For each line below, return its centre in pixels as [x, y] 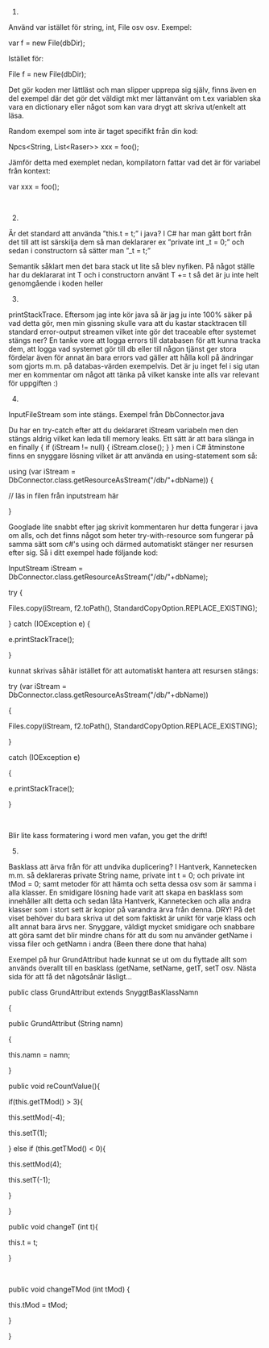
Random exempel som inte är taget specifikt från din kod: [103, 131]
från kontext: [29, 171]
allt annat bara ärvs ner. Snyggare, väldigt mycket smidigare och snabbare [132, 926]
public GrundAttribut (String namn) [66, 1023]
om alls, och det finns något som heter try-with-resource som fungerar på [131, 535]
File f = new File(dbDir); [48, 74]
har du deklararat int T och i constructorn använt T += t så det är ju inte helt [134, 275]
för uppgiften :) [33, 383]
